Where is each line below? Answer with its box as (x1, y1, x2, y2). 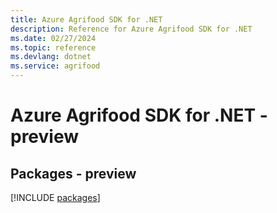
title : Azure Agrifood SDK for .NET (10, 14, 163, 25)
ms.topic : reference (10, 42, 97, 53)
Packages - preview (10, 165, 137, 182)
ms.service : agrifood (10, 61, 101, 71)
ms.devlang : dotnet (10, 52, 92, 62)
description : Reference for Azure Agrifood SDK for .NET (10, 24, 253, 34)
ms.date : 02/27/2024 (10, 33, 97, 43)
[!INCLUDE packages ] (10, 192, 101, 203)
